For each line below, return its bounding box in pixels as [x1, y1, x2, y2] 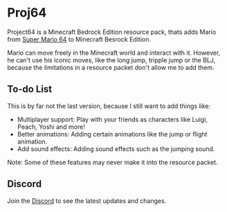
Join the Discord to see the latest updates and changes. [7, 196, 167, 205]
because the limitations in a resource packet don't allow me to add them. [7, 63, 215, 71]
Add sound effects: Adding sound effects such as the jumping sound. [17, 144, 215, 153]
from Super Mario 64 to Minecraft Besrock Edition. [7, 35, 151, 43]
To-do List [7, 83, 53, 95]
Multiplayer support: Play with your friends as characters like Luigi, [17, 115, 208, 123]
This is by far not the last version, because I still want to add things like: [7, 102, 211, 110]
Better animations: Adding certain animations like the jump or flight [17, 130, 208, 138]
